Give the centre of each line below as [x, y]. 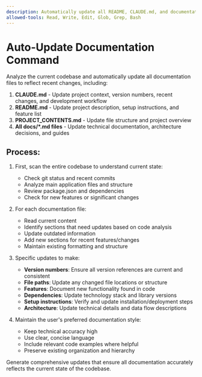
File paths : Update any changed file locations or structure [96, 282]
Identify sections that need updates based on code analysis [98, 227]
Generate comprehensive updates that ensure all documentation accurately [100, 363]
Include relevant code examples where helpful [81, 344]
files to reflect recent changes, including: [57, 83]
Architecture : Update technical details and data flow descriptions [105, 308]
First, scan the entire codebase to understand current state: [89, 167]
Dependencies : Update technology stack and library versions [100, 295]
